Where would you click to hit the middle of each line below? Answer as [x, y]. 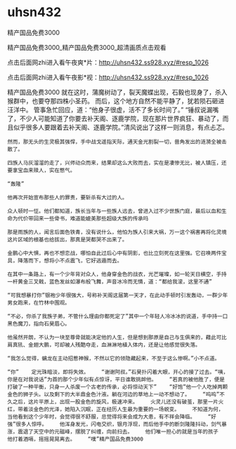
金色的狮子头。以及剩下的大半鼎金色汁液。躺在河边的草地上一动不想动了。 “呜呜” [113, 394]
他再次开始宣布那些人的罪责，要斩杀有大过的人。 [67, 197]
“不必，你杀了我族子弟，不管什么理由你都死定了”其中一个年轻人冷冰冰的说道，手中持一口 [118, 316]
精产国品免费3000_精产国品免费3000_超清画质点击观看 [87, 47]
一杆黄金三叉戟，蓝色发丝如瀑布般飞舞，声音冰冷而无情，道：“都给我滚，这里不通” [110, 281]
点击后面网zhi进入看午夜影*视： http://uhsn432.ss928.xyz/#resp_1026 [108, 77]
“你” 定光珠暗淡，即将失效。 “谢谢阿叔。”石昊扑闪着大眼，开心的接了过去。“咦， [118, 372]
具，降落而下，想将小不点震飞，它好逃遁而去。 [65, 260]
